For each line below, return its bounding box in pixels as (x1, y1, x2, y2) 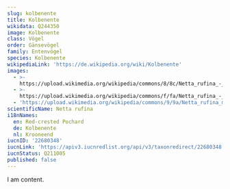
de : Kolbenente (13, 125, 57, 131)
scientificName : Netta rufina (7, 105, 94, 112)
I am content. (7, 175, 44, 184)
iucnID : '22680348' (7, 138, 63, 144)
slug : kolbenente (7, 10, 57, 17)
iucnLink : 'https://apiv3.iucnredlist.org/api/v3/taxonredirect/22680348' (7, 144, 225, 151)
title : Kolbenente (7, 16, 60, 23)
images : (7, 67, 29, 74)
